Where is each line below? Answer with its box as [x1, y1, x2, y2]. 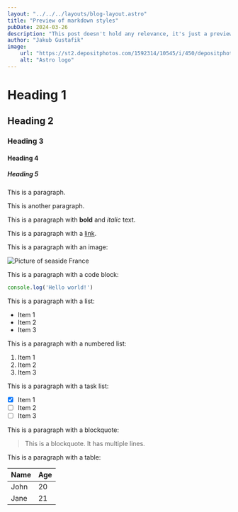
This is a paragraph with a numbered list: [7, 339, 127, 348]
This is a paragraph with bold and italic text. [7, 215, 136, 224]
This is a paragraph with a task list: [7, 382, 109, 390]
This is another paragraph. [7, 201, 85, 210]
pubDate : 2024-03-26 [7, 23, 69, 30]
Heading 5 [7, 170, 39, 178]
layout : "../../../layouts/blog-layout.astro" [7, 10, 147, 18]
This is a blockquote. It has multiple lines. [24, 439, 145, 448]
